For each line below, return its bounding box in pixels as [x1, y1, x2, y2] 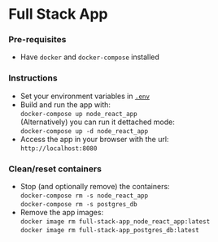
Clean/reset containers [8, 163, 102, 175]
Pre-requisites [8, 34, 67, 45]
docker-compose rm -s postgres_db [20, 201, 137, 209]
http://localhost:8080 [20, 144, 98, 153]
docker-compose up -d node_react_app [20, 127, 149, 135]
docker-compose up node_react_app [20, 110, 137, 118]
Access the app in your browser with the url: [20, 134, 169, 144]
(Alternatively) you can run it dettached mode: [20, 117, 175, 127]
